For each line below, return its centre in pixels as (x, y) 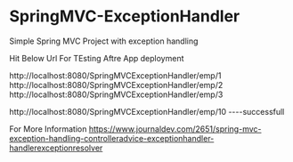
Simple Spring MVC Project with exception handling (104, 41)
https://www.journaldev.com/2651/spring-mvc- (175, 129)
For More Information (48, 129)
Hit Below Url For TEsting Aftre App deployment (97, 58)
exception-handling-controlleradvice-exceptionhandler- (112, 138)
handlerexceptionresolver (56, 148)
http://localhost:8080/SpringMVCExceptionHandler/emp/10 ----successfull (147, 111)
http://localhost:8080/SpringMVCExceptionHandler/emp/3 (116, 94)
